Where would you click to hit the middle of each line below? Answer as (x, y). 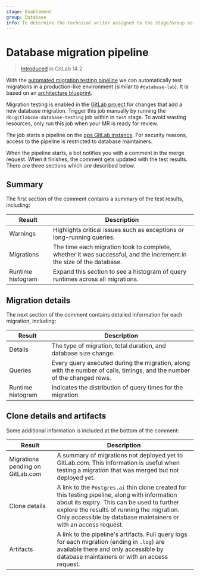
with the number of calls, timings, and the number (121, 370)
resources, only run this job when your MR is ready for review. (82, 123)
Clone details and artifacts (56, 416)
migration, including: (31, 321)
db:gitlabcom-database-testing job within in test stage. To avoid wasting (96, 117)
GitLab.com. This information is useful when (118, 463)
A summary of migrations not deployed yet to (120, 455)
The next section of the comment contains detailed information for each (94, 314)
